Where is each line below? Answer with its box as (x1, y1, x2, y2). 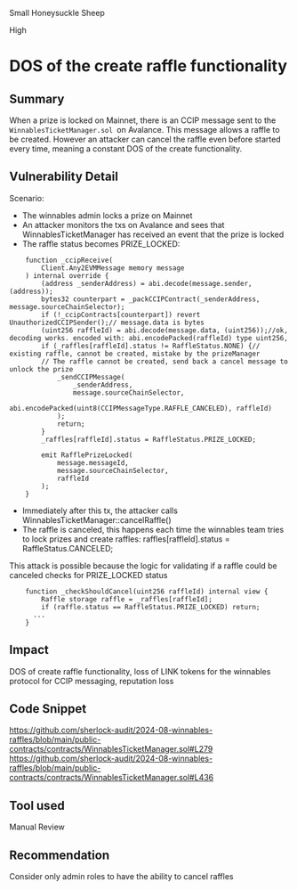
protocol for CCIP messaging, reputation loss (9, 675, 174, 686)
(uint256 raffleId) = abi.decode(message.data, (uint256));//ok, (41, 325, 289, 335)
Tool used (9, 797, 65, 813)
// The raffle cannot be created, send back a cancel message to (41, 356, 289, 366)
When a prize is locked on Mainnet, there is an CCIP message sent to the (9, 115, 277, 126)
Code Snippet (9, 701, 87, 716)
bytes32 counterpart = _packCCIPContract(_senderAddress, (41, 294, 261, 304)
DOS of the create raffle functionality (9, 56, 287, 77)
